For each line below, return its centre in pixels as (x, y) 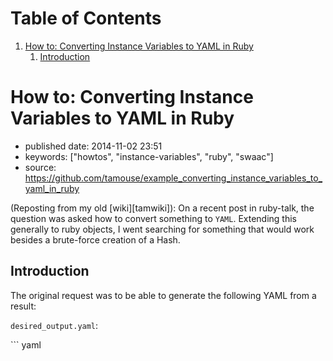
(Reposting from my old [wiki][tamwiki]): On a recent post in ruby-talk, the (162, 208)
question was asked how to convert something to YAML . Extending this (153, 218)
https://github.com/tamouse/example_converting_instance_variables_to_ (173, 178)
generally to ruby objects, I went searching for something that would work (162, 229)
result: (23, 306)
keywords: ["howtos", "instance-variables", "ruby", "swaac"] (149, 156)
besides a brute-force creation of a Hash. (95, 239)
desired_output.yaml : (54, 325)
